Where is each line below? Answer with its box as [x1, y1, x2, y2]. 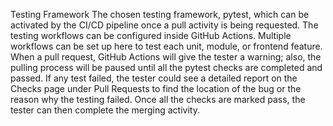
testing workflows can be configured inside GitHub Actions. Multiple [10, 30, 292, 41]
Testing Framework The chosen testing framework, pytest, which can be [10, 9, 310, 20]
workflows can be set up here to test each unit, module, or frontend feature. [10, 40, 323, 52]
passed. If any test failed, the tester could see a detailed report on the [10, 72, 298, 84]
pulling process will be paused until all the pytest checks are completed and [10, 62, 323, 73]
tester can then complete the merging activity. [10, 104, 200, 116]
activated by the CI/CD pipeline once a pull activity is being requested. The [10, 19, 319, 31]
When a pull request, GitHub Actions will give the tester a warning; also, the [10, 51, 322, 63]
